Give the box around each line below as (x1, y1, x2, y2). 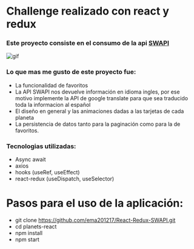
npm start (15, 236, 39, 244)
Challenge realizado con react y (6, 4, 170, 18)
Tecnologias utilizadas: (6, 142, 76, 150)
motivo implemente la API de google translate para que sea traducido (15, 94, 189, 101)
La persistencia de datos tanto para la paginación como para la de (15, 120, 181, 128)
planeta (15, 114, 35, 121)
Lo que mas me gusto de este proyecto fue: (6, 68, 136, 77)
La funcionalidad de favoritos (15, 81, 89, 89)
